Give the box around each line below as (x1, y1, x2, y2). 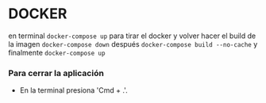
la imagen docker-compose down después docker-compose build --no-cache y (8, 39, 258, 48)
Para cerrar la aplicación (8, 67, 105, 78)
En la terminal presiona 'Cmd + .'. (19, 86, 129, 95)
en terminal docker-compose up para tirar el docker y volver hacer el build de (8, 31, 256, 40)
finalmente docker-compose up (8, 48, 106, 57)
